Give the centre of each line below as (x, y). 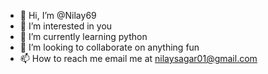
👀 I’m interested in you (66, 26)
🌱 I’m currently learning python (83, 36)
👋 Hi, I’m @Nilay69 (58, 15)
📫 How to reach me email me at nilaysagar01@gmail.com (138, 58)
